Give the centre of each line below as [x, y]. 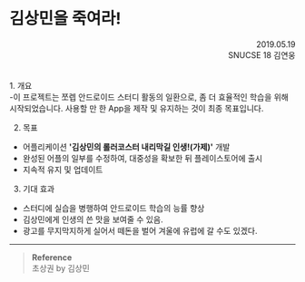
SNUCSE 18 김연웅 [262, 54]
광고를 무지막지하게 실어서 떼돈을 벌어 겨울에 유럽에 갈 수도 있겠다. [140, 230]
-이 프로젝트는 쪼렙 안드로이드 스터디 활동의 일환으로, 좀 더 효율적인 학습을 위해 [149, 97]
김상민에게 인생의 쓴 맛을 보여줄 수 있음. [93, 219]
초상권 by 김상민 [61, 267]
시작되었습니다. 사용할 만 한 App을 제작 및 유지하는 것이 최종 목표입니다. [137, 108]
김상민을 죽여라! [65, 19]
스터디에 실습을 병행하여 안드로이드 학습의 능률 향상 [113, 208]
